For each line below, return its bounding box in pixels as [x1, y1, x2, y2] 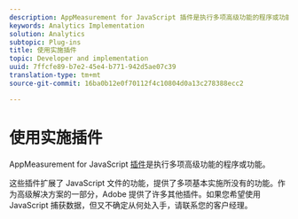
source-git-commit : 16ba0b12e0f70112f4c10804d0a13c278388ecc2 [9, 79, 244, 88]
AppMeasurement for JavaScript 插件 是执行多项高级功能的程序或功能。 [9, 159, 271, 169]
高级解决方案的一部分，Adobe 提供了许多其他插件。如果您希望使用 [16, 188, 262, 199]
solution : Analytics [9, 29, 86, 38]
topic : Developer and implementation [9, 54, 149, 63]
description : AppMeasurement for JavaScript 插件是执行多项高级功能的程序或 [9, 12, 279, 22]
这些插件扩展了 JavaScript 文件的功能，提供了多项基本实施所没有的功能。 [9, 177, 278, 188]
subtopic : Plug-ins [9, 37, 82, 47]
